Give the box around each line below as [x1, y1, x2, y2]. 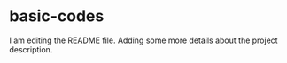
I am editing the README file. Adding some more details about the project [9, 35, 278, 45]
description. [9, 44, 53, 54]
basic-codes [9, 6, 105, 26]
